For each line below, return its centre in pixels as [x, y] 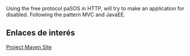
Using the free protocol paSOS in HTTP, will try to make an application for [95, 8]
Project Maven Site [29, 47]
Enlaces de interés [41, 33]
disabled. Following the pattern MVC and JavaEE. [66, 15]
